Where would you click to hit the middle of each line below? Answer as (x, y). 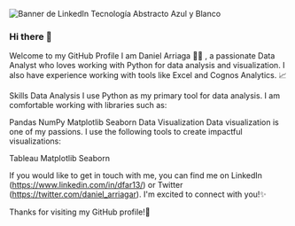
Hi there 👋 (31, 36)
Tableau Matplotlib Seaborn (60, 159)
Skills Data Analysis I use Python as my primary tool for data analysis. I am (145, 96)
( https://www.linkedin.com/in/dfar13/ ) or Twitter (96, 185)
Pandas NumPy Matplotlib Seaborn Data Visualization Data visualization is (144, 122)
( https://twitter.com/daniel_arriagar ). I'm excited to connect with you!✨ (138, 194)
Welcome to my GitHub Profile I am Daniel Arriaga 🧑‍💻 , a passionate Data (142, 56)
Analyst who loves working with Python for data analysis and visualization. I (147, 66)
